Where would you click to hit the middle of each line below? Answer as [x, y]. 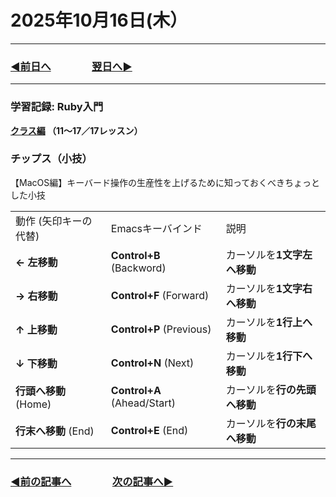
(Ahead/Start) [143, 403]
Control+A [136, 390]
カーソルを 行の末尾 [271, 423]
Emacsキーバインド [156, 228]
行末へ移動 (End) [55, 431]
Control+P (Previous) [161, 329]
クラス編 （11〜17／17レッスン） [76, 130]
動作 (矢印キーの [54, 221]
